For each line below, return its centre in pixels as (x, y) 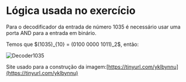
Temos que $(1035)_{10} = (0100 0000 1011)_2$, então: (73, 44)
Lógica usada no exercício (71, 11)
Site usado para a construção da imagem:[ (57, 67)
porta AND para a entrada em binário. (51, 33)
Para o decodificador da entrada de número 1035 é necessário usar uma (93, 27)
